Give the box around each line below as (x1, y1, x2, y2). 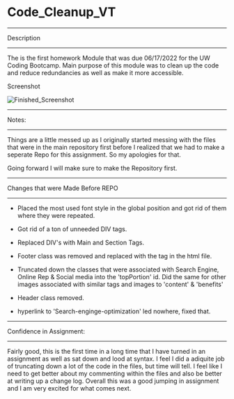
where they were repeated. (17, 211, 95, 219)
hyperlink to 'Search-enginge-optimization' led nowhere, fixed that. (17, 307, 211, 315)
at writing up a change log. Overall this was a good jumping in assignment (7, 377, 219, 385)
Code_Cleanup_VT (7, 4, 116, 20)
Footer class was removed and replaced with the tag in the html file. (17, 251, 212, 260)
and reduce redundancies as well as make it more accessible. (7, 68, 184, 77)
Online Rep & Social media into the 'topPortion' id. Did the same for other (17, 272, 226, 281)
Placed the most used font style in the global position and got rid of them (17, 203, 227, 212)
